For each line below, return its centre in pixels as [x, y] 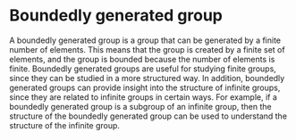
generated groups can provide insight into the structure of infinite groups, [145, 87]
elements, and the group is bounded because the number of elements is [142, 59]
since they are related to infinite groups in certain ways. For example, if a [143, 97]
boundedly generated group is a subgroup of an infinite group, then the [140, 106]
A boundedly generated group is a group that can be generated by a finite [145, 40]
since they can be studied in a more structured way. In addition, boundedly [147, 78]
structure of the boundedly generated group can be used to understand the [148, 116]
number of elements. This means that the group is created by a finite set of [147, 49]
